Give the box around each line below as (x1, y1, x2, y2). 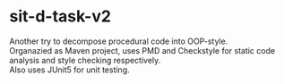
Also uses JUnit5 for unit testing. (9, 64, 130, 75)
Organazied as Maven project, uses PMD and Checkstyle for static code (9, 45, 276, 55)
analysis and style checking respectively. (9, 55, 161, 65)
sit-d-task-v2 (9, 6, 112, 27)
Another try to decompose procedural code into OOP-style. (9, 36, 228, 46)
